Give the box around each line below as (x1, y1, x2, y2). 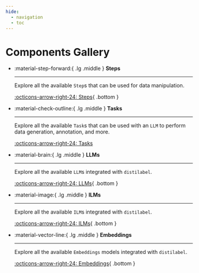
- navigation (11, 14, 43, 20)
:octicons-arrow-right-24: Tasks (14, 140, 93, 147)
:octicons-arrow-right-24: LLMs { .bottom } (14, 180, 118, 187)
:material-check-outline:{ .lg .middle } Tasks (14, 105, 122, 112)
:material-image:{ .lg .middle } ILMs (14, 191, 102, 199)
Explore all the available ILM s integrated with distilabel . (14, 208, 153, 215)
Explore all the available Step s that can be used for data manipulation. (14, 82, 185, 89)
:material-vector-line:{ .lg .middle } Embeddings (14, 231, 132, 239)
